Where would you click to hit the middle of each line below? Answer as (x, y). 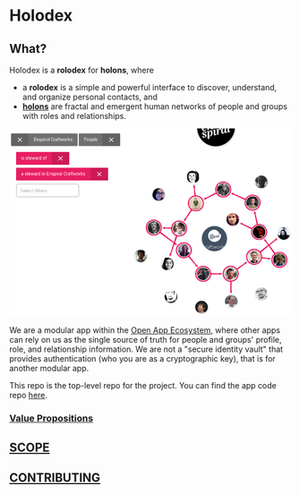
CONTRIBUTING (55, 478)
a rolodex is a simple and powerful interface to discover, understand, (149, 87)
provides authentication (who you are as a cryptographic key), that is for (142, 359)
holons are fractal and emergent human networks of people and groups (155, 106)
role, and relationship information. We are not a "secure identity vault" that (146, 349)
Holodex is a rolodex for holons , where (82, 70)
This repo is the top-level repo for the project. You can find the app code (143, 386)
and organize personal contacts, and (90, 97)
